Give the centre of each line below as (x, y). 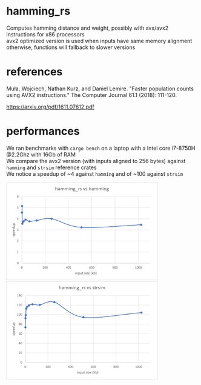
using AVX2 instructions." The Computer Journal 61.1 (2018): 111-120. (92, 95)
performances (43, 131)
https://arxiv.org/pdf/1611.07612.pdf (51, 107)
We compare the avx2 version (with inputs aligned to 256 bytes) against (96, 161)
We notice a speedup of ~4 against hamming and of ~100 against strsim (95, 173)
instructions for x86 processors (45, 34)
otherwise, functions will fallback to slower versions (71, 47)
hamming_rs (38, 11)
